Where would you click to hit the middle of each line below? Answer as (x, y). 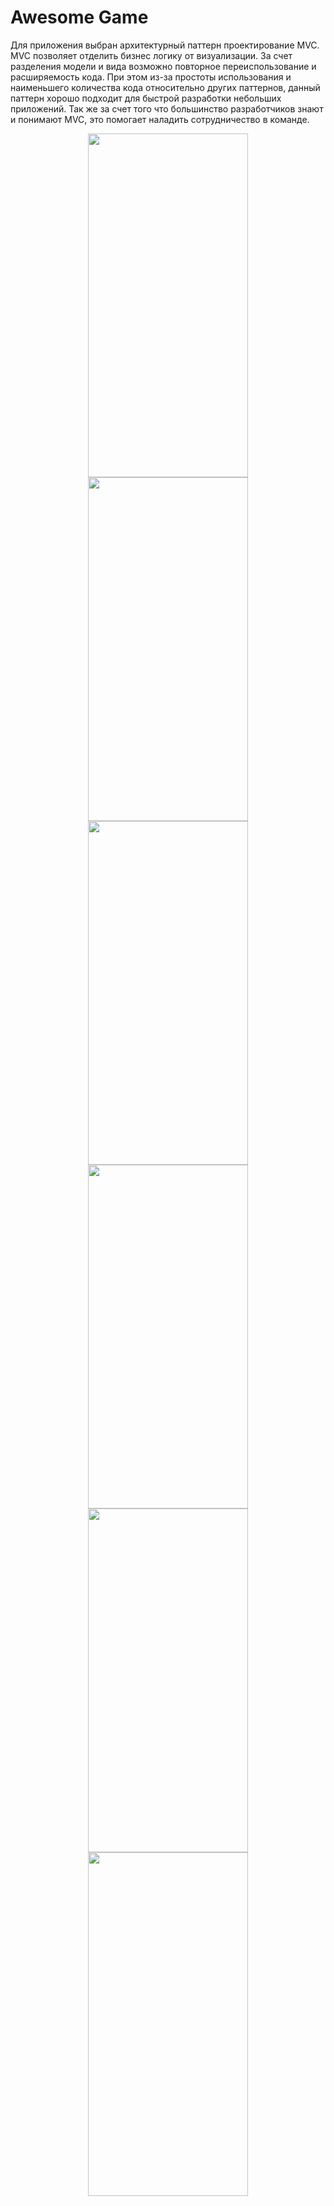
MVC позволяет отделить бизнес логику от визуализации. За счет (151, 55)
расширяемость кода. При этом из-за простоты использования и (151, 77)
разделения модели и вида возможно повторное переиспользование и (163, 66)
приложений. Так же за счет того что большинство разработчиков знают (167, 108)
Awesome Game (79, 17)
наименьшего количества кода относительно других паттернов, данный (165, 87)
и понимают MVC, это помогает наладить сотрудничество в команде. (160, 119)
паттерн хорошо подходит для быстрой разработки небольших (146, 98)
